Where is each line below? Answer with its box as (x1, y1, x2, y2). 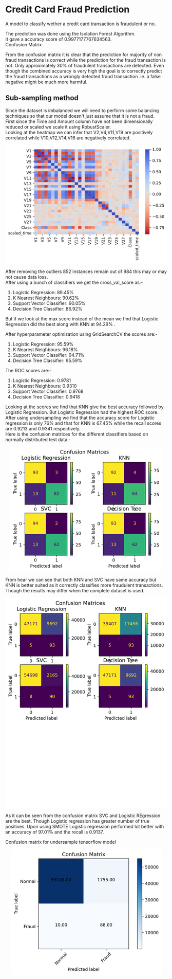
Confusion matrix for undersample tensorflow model (5, 839, 117, 845)
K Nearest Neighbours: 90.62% (12, 295, 80, 301)
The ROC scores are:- (5, 367, 52, 373)
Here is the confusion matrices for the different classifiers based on (5, 431, 148, 437)
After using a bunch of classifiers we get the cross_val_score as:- (5, 279, 143, 285)
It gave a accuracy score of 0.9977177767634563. (5, 36, 112, 42)
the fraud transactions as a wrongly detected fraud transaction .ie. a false (5, 73, 161, 79)
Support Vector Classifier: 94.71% (12, 352, 85, 358)
